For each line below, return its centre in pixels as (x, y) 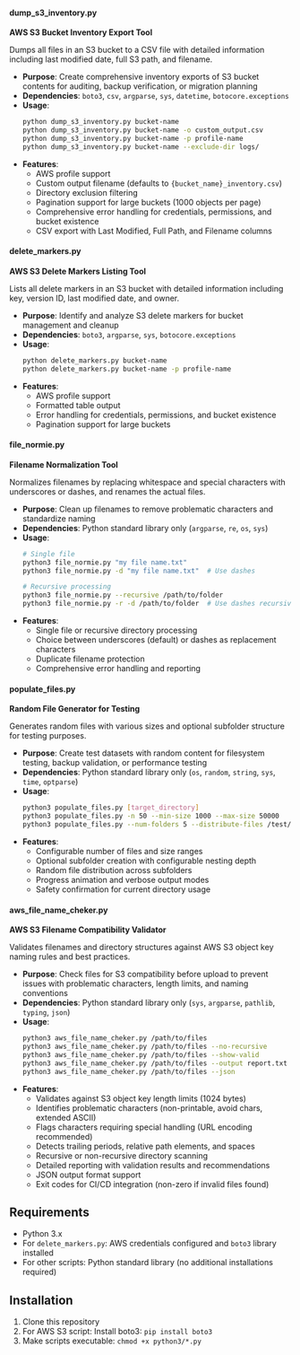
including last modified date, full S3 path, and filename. (111, 59)
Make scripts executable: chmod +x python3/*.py (111, 1341)
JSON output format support (88, 1175)
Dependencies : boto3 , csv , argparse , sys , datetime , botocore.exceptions (155, 96)
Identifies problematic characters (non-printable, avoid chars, (149, 1107)
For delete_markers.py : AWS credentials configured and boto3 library (150, 1244)
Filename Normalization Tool (64, 464)
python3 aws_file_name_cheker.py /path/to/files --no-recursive (145, 1047)
